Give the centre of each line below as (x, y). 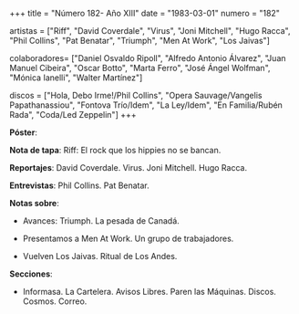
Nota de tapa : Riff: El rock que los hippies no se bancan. (115, 150)
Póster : (24, 132)
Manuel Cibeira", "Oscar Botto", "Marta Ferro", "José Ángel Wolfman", (140, 68)
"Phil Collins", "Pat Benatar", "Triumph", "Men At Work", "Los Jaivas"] (140, 41)
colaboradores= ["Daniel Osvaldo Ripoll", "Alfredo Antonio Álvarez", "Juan (148, 58)
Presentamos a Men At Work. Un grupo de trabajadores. (128, 238)
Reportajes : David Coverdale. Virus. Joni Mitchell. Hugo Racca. (129, 167)
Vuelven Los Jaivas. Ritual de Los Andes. (100, 256)
